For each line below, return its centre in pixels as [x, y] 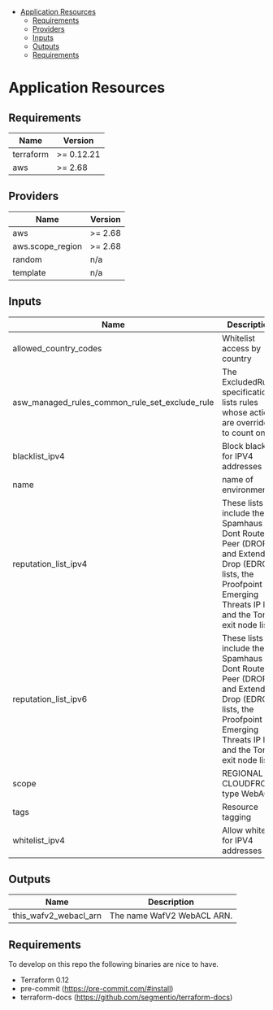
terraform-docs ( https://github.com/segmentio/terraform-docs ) [126, 997]
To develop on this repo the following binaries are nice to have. [114, 964]
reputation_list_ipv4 [50, 564]
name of [238, 479]
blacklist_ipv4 [39, 456]
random [27, 259]
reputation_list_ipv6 [50, 699]
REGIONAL [243, 773]
